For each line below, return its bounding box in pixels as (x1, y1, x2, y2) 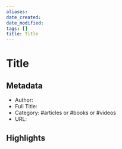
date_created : (6, 14, 42, 20)
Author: (14, 96, 34, 104)
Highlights (6, 133, 46, 143)
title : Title (6, 31, 39, 37)
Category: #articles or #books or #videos (14, 109, 116, 117)
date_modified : (6, 20, 44, 26)
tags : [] (6, 25, 28, 32)
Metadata (6, 80, 43, 90)
